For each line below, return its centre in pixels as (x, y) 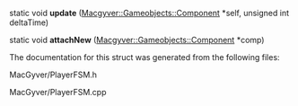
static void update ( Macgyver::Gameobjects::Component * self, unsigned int (149, 13)
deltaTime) (29, 22)
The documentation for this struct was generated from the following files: (145, 57)
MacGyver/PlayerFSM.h (53, 75)
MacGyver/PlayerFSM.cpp (58, 92)
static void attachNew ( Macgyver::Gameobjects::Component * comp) (137, 40)
